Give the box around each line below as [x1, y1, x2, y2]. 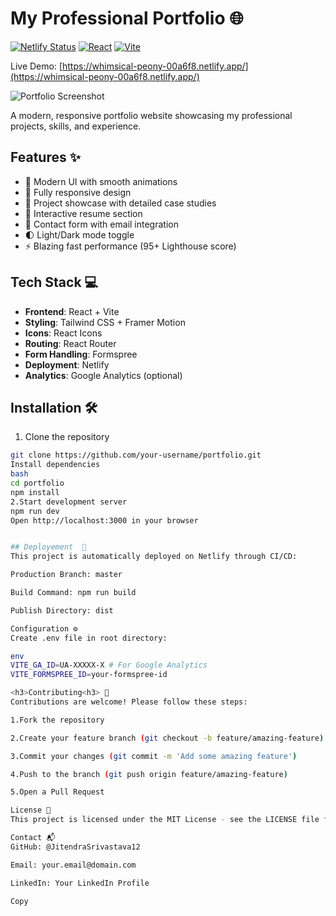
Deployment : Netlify [24, 358, 110, 371]
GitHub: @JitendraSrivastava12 [10, 842, 141, 852]
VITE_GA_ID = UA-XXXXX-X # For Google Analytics [10, 660, 208, 671]
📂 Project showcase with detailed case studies [24, 197, 217, 209]
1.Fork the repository [10, 715, 105, 725]
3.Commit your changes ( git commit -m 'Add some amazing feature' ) [10, 751, 298, 761]
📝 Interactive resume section [24, 207, 143, 219]
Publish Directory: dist [10, 605, 114, 616]
